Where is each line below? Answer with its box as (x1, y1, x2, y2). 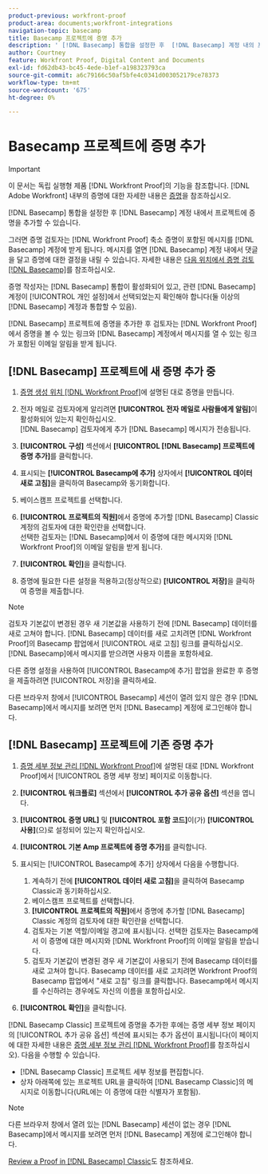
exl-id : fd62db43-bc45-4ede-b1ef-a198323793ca (8, 64, 166, 72)
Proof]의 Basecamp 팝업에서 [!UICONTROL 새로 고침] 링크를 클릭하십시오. (8, 639, 243, 648)
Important (8, 165, 41, 174)
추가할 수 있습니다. (22, 218, 81, 228)
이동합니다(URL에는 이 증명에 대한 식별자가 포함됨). (41, 1087, 201, 1096)
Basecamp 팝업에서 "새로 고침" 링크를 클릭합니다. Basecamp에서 (31, 976, 238, 985)
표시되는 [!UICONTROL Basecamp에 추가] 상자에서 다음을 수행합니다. (19, 859, 239, 869)
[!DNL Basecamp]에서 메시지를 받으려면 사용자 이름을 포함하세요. (8, 649, 214, 658)
